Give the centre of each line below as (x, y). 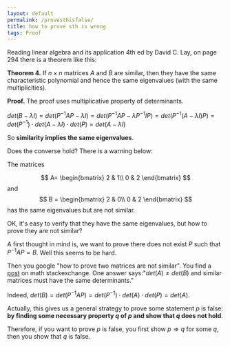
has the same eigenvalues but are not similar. (71, 210)
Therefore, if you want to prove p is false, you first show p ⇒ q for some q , (113, 329)
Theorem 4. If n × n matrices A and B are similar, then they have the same (112, 73)
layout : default (30, 13)
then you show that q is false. (49, 336)
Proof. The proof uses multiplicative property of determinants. (95, 101)
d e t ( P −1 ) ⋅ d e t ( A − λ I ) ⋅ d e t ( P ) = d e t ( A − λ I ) (66, 123)
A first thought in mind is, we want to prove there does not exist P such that (114, 244)
